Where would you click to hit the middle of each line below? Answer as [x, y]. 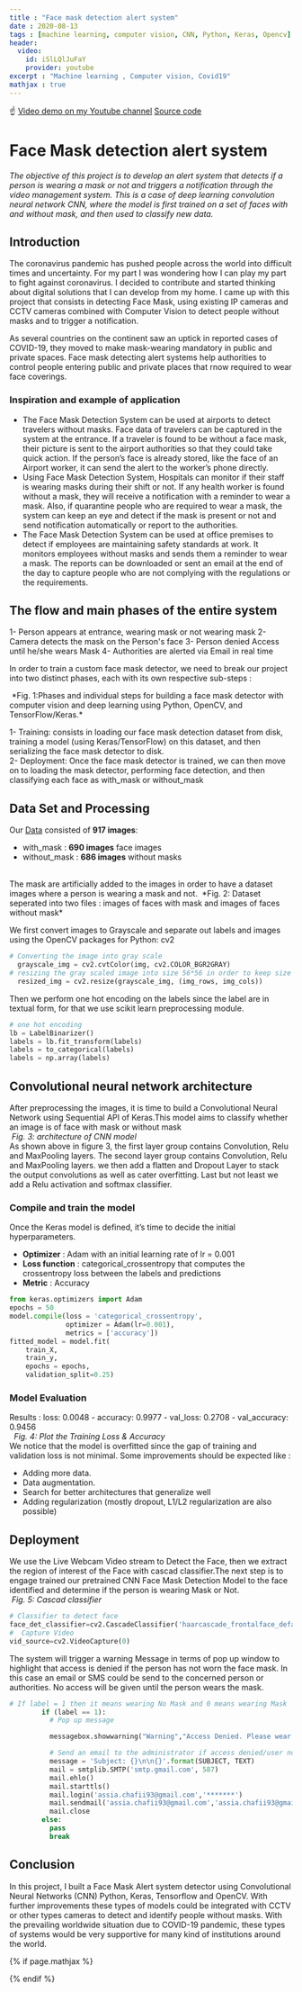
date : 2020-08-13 [44, 26]
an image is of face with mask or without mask [95, 1127]
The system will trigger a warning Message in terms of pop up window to [145, 1658]
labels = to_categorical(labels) [72, 1050]
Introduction [45, 242]
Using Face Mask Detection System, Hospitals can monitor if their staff [153, 477]
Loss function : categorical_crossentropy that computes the [133, 1264]
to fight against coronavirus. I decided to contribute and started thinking [142, 283]
